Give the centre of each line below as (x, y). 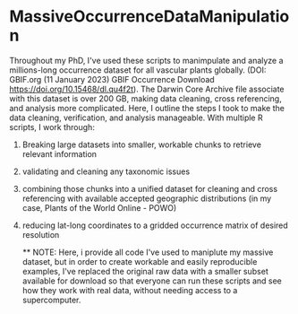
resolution (41, 234)
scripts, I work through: (52, 126)
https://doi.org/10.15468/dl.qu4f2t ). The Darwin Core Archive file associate (147, 89)
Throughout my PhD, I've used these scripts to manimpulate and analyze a (146, 60)
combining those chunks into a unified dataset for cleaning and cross (150, 188)
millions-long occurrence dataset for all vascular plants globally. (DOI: (138, 70)
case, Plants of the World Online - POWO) (99, 207)
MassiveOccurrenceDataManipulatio (149, 17)
